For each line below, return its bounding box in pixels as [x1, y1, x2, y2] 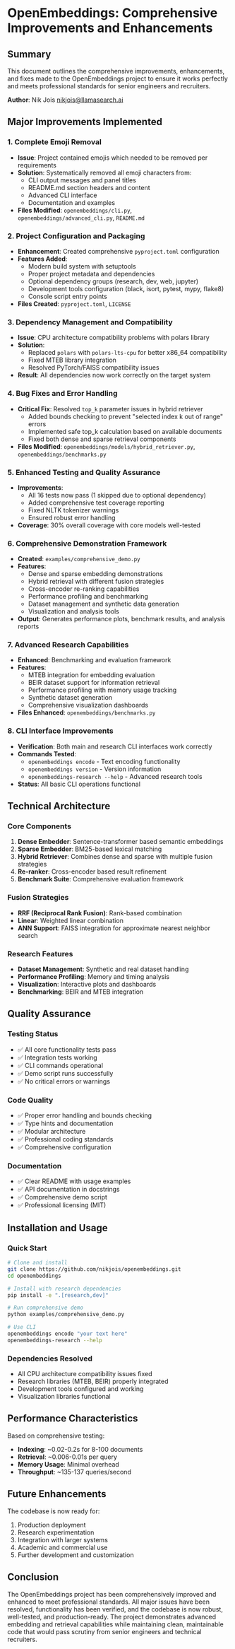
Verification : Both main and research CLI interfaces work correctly [17, 742, 212, 751]
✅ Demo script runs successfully [17, 1069, 114, 1077]
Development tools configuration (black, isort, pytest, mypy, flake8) [28, 284, 224, 293]
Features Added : [17, 254, 68, 263]
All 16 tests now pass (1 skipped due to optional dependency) [28, 491, 207, 499]
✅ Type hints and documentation [17, 1119, 114, 1128]
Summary [7, 48, 52, 60]
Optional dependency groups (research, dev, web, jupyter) [28, 277, 199, 286]
